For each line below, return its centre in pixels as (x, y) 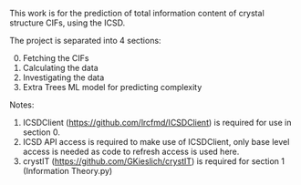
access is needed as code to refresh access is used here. (131, 151)
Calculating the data (60, 68)
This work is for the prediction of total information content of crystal (137, 13)
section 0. (42, 132)
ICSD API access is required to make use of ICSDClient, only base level (156, 142)
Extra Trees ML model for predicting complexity (112, 87)
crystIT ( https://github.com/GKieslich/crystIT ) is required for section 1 (154, 161)
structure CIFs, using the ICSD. (67, 23)
